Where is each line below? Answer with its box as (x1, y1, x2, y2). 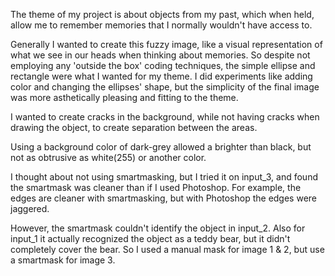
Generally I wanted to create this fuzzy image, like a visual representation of (10, 39, 323, 50)
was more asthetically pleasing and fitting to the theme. (10, 92, 239, 103)
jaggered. (10, 203, 50, 214)
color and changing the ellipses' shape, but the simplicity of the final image (10, 81, 320, 93)
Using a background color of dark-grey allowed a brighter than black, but (10, 141, 312, 153)
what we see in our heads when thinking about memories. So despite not (10, 49, 311, 61)
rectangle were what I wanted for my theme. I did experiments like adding (10, 70, 313, 82)
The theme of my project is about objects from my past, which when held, (10, 9, 315, 20)
